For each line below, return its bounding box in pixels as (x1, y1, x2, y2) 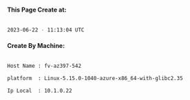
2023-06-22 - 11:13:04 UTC (7, 27, 85, 34)
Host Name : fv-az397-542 (7, 62, 81, 70)
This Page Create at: (7, 5, 67, 14)
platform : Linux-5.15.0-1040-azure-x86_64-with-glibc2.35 (7, 75, 184, 82)
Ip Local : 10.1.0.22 (7, 88, 72, 95)
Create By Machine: (7, 41, 65, 49)
